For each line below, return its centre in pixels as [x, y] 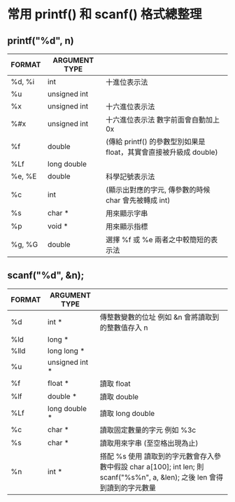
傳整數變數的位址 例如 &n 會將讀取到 [159, 317]
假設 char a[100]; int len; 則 [159, 466]
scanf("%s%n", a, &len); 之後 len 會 [158, 477]
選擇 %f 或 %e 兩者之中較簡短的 [158, 240]
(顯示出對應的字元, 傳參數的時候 [158, 190]
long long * [66, 351]
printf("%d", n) [41, 40]
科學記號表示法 [130, 177]
